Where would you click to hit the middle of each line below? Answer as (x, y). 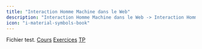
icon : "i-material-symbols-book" (48, 23)
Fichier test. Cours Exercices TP (46, 40)
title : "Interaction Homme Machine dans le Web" (68, 12)
